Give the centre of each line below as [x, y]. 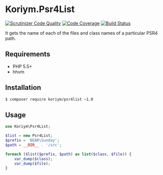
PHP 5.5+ [22, 66]
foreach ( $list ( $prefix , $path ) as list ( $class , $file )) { [68, 154]
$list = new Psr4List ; [29, 136]
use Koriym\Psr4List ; [28, 127]
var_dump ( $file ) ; [32, 163]
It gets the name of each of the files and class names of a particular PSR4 [81, 33]
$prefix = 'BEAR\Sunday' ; [32, 140]
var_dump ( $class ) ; [33, 159]
